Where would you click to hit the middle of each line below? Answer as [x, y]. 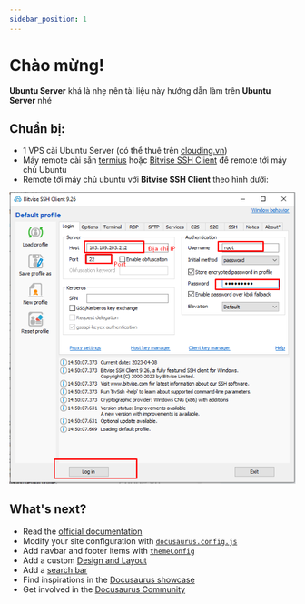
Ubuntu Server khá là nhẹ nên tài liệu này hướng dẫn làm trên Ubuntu [140, 90]
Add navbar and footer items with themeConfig [108, 550]
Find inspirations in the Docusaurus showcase [108, 579]
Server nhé [31, 100]
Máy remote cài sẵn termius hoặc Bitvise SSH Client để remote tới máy [155, 160]
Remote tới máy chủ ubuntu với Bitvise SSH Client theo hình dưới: [146, 180]
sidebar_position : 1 [49, 19]
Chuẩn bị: [37, 129]
